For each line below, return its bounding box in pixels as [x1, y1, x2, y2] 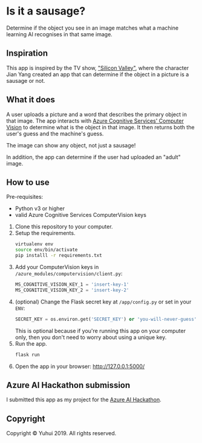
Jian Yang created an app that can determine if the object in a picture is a [6, 71, 189, 78]
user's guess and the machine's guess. [6, 130, 104, 137]
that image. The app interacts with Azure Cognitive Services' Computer [6, 117, 184, 124]
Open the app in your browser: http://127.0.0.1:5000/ [15, 363, 145, 370]
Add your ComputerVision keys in [15, 264, 99, 270]
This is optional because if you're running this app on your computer [15, 327, 186, 334]
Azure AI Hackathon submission [6, 380, 131, 390]
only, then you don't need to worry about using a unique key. [15, 334, 167, 341]
